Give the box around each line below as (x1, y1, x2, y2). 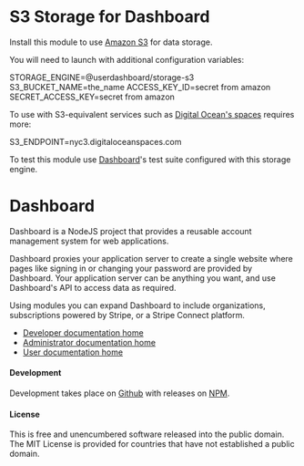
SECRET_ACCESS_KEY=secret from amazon (9, 91, 176, 102)
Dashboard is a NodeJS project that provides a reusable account (9, 225, 252, 236)
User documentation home (22, 347, 124, 357)
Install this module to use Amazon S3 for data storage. (9, 36, 213, 47)
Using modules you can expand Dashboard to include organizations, (9, 299, 266, 311)
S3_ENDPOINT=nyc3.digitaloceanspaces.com (9, 136, 182, 147)
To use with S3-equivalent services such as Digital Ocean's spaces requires (9, 109, 295, 119)
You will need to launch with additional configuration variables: (9, 54, 245, 65)
